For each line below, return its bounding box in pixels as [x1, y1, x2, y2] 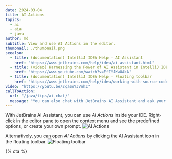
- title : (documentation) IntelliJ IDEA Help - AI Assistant [10, 55, 143, 61]
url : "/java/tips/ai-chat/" [10, 93, 70, 98]
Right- [148, 112, 162, 118]
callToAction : [5, 88, 36, 94]
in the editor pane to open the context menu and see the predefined [16, 117, 160, 124]
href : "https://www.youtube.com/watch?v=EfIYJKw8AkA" [14, 70, 132, 75]
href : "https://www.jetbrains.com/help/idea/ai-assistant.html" [14, 60, 155, 65]
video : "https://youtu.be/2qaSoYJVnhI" [5, 84, 91, 89]
